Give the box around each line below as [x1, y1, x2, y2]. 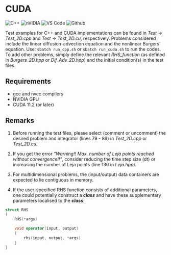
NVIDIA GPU [12, 96, 39, 102]
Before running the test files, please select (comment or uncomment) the [12, 130, 166, 136]
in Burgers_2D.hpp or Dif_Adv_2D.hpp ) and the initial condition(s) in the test [5, 57, 164, 63]
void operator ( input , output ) [14, 226, 79, 231]
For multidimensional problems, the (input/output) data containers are [12, 171, 159, 177]
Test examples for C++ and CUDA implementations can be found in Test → [5, 30, 162, 36]
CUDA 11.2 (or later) [12, 101, 55, 108]
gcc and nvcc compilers [12, 90, 64, 97]
